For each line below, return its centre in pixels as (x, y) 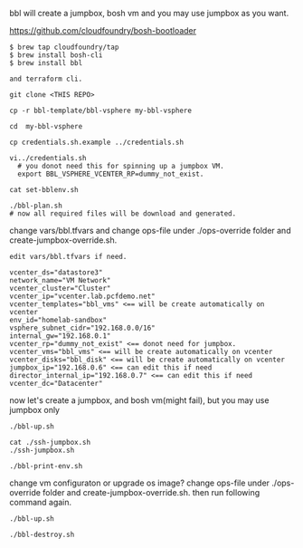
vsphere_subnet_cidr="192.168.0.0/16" (82, 328)
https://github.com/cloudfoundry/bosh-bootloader (103, 30)
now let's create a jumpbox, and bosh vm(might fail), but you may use (139, 400)
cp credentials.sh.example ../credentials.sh (96, 142)
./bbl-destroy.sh (42, 534)
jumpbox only (35, 410)
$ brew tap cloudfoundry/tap (64, 47)
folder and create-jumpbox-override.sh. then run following (151, 492)
